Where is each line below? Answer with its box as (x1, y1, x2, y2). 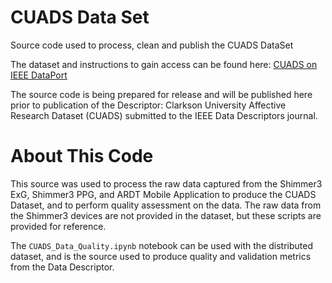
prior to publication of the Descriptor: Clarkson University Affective (10, 99, 287, 111)
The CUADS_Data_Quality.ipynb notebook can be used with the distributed (10, 239, 314, 251)
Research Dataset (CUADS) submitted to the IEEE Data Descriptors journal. (10, 109, 318, 121)
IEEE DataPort (10, 69, 68, 81)
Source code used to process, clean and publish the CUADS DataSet (10, 39, 294, 51)
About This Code (10, 145, 154, 168)
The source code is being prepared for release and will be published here (10, 88, 313, 100)
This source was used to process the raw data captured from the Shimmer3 (10, 177, 323, 190)
